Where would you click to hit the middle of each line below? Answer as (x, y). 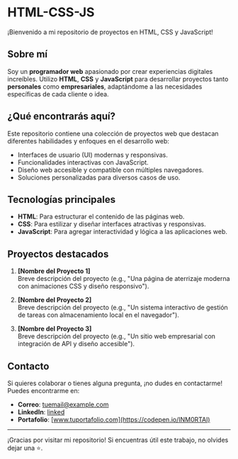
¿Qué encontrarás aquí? (61, 117)
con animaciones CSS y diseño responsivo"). (83, 286)
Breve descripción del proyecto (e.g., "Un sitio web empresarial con (117, 336)
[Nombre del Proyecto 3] (55, 329)
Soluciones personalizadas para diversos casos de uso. (99, 177)
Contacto (28, 366)
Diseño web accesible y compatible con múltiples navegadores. (110, 170)
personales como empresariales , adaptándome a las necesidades (105, 87)
